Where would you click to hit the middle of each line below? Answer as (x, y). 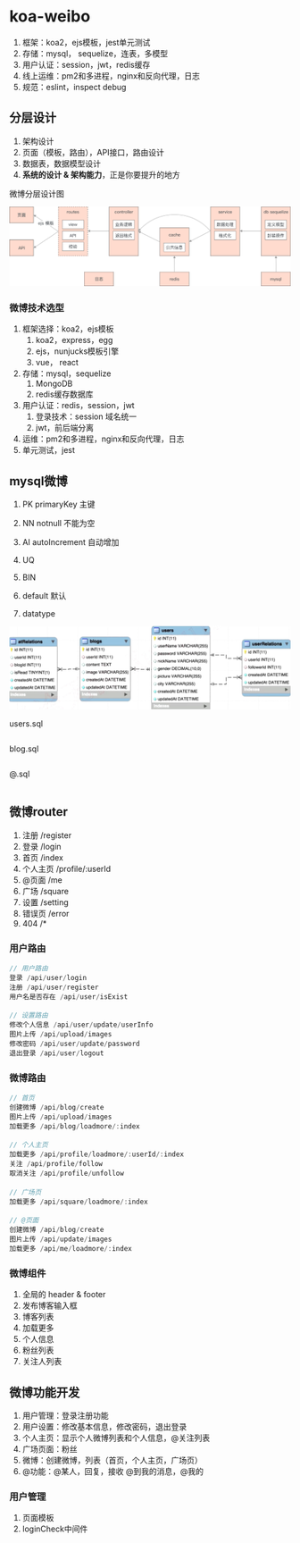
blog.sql (24, 749)
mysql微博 (39, 481)
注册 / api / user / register (54, 987)
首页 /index (43, 857)
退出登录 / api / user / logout (57, 1053)
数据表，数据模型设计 (61, 164)
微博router (39, 812)
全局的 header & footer (64, 1295)
